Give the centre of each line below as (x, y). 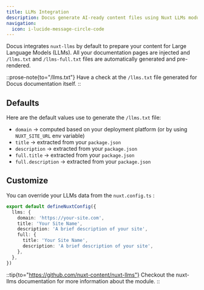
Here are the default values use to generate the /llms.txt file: (84, 118)
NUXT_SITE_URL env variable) (50, 136)
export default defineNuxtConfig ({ (51, 206)
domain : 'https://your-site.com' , (61, 218)
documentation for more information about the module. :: (89, 281)
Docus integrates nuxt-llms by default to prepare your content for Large (97, 46)
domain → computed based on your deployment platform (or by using (101, 129)
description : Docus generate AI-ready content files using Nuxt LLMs (96, 18)
